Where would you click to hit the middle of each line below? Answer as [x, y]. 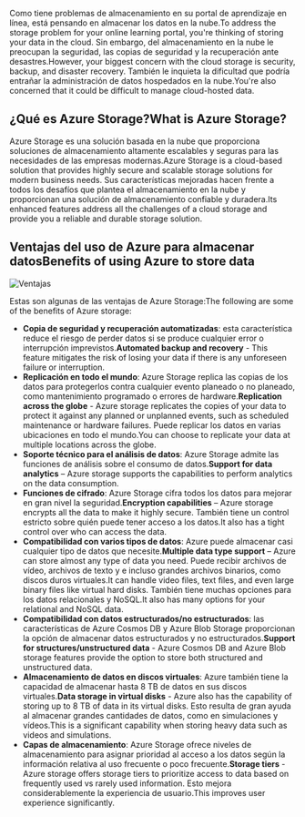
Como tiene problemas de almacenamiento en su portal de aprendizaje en [148, 13]
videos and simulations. [67, 735]
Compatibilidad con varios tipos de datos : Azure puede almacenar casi [158, 541]
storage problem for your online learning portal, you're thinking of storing [147, 32]
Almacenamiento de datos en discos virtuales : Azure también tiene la [155, 677]
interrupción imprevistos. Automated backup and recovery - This [145, 347]
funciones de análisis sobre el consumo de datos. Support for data [147, 464]
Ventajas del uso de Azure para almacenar [132, 247]
